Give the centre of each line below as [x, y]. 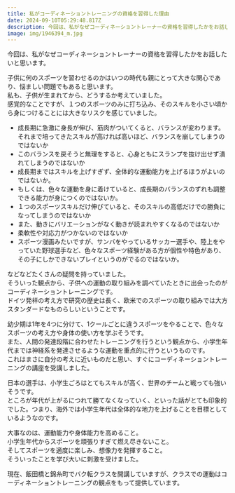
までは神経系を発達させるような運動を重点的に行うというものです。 [111, 351]
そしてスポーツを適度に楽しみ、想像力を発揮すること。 [87, 450]
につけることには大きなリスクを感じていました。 [90, 113]
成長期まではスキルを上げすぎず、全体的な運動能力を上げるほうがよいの [121, 172]
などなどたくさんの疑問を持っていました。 [69, 274]
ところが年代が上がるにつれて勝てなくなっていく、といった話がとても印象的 [117, 400]
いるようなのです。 [35, 418]
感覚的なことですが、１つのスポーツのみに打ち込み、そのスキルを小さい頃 [114, 104]
